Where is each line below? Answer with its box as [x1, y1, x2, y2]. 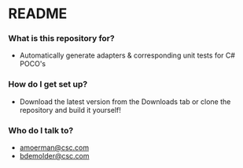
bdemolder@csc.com [19, 151, 90, 161]
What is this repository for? [8, 33, 116, 44]
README [8, 5, 68, 23]
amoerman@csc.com [19, 143, 89, 152]
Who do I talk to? [8, 125, 74, 136]
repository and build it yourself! [19, 105, 122, 114]
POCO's [19, 59, 46, 69]
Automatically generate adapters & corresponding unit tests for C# [19, 50, 236, 60]
